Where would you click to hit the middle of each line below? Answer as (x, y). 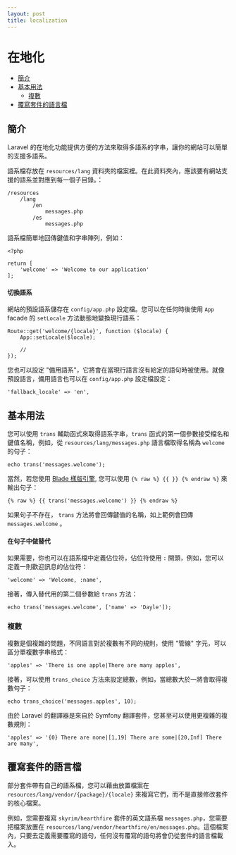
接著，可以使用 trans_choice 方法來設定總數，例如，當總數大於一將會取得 (114, 679)
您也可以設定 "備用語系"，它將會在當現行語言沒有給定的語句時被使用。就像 (116, 370)
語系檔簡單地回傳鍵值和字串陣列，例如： (66, 238)
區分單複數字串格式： (38, 651)
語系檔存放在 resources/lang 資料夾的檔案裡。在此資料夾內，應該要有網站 (114, 171)
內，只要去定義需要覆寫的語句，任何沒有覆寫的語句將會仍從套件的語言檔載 (115, 835)
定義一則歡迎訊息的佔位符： (48, 567)
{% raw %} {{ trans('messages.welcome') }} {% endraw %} (93, 501)
